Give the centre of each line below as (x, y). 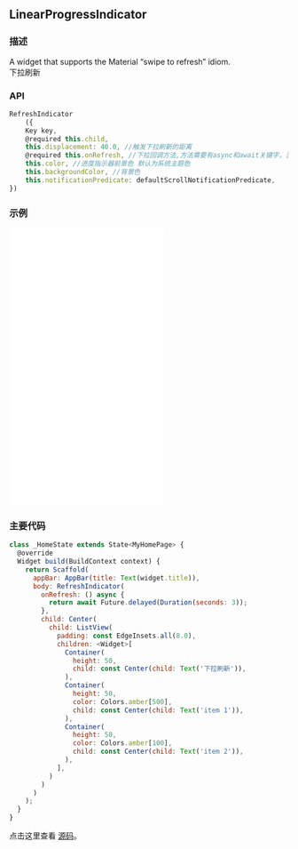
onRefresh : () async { (83, 595)
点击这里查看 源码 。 (45, 836)
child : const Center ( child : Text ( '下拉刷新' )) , (159, 669)
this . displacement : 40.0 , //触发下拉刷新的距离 (109, 147)
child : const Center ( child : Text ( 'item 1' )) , (158, 710)
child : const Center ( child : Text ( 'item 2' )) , (158, 752)
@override (35, 553)
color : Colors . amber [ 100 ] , (122, 743)
